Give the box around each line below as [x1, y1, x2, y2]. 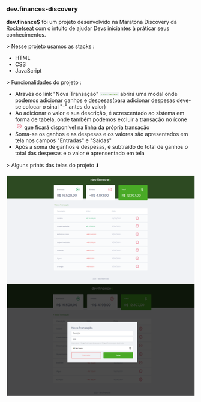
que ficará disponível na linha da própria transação [23, 124, 150, 131]
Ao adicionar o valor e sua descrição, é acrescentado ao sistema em [14, 110, 185, 117]
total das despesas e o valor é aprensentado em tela [14, 149, 145, 157]
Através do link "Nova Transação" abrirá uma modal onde [14, 91, 178, 98]
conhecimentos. [6, 31, 46, 38]
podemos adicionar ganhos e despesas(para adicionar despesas [14, 97, 175, 104]
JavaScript [14, 67, 42, 74]
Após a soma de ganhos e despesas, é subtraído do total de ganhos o [14, 143, 188, 150]
